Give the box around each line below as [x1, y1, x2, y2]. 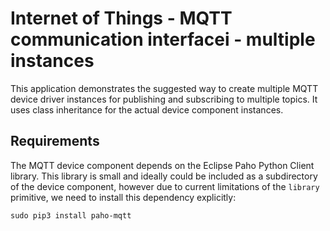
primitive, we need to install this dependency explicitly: [10, 191, 237, 203]
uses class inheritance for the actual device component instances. [10, 103, 284, 116]
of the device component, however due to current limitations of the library [10, 180, 320, 192]
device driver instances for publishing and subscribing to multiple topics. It [10, 93, 318, 105]
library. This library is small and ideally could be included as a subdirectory [10, 170, 318, 182]
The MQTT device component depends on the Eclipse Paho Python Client [10, 159, 315, 171]
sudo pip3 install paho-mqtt [10, 210, 132, 221]
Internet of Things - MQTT [10, 7, 233, 30]
